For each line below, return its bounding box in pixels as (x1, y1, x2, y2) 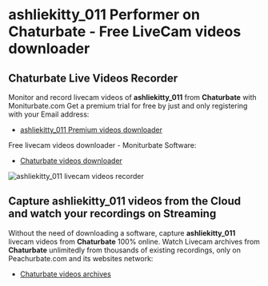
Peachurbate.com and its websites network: (8, 253, 154, 263)
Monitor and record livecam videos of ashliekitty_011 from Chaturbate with (8, 93, 258, 101)
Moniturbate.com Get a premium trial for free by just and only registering (8, 101, 248, 110)
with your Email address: (8, 109, 90, 119)
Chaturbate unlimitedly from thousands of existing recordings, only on (8, 245, 242, 255)
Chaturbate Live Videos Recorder (8, 71, 178, 85)
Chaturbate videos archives (19, 269, 112, 279)
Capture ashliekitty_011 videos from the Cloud (8, 194, 242, 209)
